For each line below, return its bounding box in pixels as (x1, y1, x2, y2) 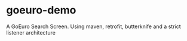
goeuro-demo (6, 4, 76, 17)
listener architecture (6, 29, 56, 36)
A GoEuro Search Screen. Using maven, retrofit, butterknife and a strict (6, 23, 181, 30)
